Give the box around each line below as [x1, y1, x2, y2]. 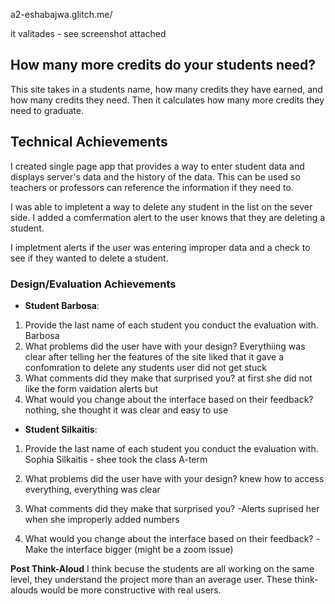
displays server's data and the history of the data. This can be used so [10, 170, 301, 183]
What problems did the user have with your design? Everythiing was [24, 340, 306, 352]
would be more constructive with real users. [39, 584, 222, 596]
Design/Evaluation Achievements [10, 277, 177, 291]
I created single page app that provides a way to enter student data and [10, 160, 305, 172]
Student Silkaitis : [24, 423, 98, 435]
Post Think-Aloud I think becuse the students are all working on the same [10, 562, 315, 574]
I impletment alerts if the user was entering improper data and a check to [10, 241, 311, 253]
